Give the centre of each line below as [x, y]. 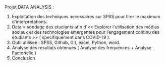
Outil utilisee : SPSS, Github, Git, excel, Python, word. [66, 43]
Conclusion [23, 58]
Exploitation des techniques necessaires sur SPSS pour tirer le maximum [86, 16]
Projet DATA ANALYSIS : [29, 7]
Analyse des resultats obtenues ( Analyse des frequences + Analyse [82, 48]
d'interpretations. [29, 22]
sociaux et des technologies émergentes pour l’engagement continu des [85, 32]
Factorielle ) [24, 53]
